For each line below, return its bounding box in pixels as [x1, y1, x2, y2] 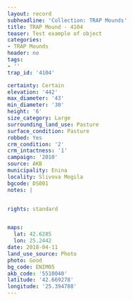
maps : [7, 224, 23, 231]
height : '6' [7, 108, 42, 115]
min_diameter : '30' [7, 101, 65, 109]
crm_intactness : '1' [7, 147, 68, 155]
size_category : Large [7, 115, 71, 122]
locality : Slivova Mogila [7, 173, 83, 180]
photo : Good [7, 257, 42, 264]
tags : [7, 56, 23, 63]
